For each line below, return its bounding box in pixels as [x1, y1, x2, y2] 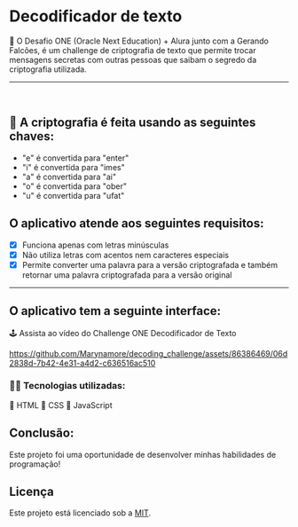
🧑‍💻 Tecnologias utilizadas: [9, 380, 126, 392]
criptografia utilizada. [9, 64, 87, 75]
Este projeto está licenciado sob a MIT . [9, 507, 152, 518]
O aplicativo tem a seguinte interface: [9, 303, 222, 319]
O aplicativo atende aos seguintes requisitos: [9, 216, 264, 232]
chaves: [9, 129, 55, 144]
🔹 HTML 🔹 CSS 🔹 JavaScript [9, 399, 113, 410]
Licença [9, 484, 55, 499]
